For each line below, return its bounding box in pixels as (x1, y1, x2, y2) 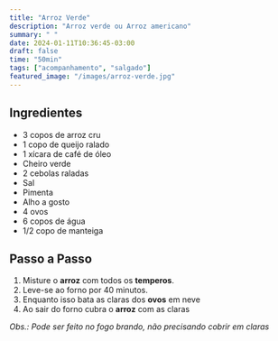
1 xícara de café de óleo (22, 148, 112, 159)
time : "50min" (9, 55, 63, 64)
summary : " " (9, 30, 59, 39)
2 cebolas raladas (22, 168, 89, 179)
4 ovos (22, 206, 49, 217)
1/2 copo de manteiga (22, 225, 104, 235)
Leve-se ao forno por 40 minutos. (22, 285, 149, 296)
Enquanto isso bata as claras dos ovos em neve (22, 294, 201, 305)
